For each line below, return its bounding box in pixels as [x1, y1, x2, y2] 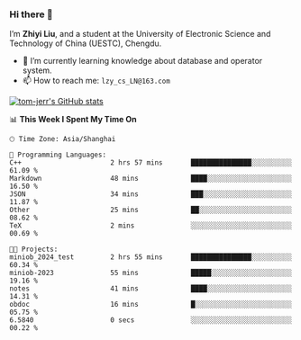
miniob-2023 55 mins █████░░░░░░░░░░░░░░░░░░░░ [9, 269, 293, 278]
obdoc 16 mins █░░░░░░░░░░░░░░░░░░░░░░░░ [9, 300, 293, 309]
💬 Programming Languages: [9, 150, 106, 160]
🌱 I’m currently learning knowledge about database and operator [22, 56, 263, 67]
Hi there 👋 [9, 8, 54, 21]
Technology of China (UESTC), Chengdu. [9, 38, 162, 49]
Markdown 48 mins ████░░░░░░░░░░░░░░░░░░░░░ [9, 174, 293, 183]
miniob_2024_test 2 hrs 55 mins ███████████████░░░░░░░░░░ [9, 253, 293, 262]
